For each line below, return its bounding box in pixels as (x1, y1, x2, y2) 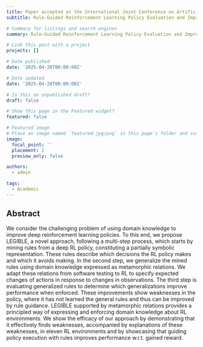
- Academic (11, 186, 39, 192)
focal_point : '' (11, 142, 53, 148)
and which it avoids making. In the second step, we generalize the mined (6, 257, 187, 264)
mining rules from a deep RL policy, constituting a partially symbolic (6, 243, 175, 251)
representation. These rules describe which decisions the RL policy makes (6, 250, 192, 257)
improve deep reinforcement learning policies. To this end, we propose (6, 231, 182, 238)
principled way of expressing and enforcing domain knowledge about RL (6, 308, 187, 316)
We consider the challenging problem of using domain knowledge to (6, 225, 176, 232)
